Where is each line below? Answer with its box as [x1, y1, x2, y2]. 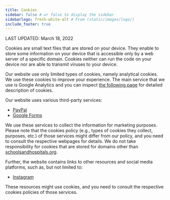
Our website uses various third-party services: [5, 97, 102, 103]
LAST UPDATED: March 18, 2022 [5, 35, 73, 42]
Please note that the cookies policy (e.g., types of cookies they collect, [5, 128, 153, 134]
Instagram [12, 174, 34, 180]
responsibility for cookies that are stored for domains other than [5, 144, 138, 150]
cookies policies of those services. [5, 189, 78, 195]
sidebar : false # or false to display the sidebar [5, 12, 114, 17]
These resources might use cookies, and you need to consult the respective [5, 184, 164, 190]
